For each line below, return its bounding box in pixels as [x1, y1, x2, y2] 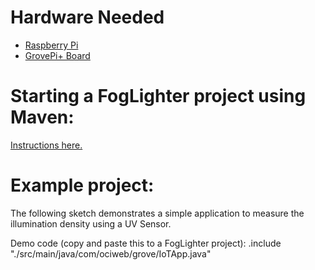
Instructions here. [10, 139, 83, 151]
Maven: [10, 106, 75, 129]
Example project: [10, 174, 155, 197]
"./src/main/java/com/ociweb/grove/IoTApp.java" [10, 247, 212, 260]
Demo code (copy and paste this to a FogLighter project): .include [10, 237, 282, 249]
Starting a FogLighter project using [10, 85, 307, 108]
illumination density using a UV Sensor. [10, 217, 172, 230]
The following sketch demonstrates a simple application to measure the [10, 207, 305, 219]
